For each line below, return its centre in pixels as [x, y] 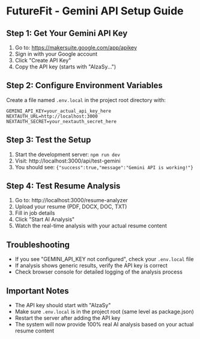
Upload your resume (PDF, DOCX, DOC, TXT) [71, 207]
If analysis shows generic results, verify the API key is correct [91, 266]
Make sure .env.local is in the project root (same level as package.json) [104, 312]
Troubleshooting [38, 244]
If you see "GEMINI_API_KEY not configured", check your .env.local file [104, 259]
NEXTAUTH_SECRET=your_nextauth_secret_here [62, 121]
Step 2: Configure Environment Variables [85, 85]
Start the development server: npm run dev [67, 154]
